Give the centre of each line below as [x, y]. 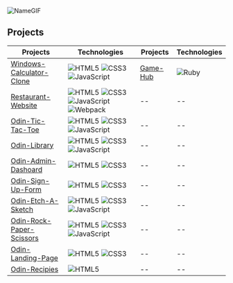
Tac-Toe [25, 130]
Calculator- [30, 72]
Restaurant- [31, 96]
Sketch [22, 209]
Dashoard [27, 169]
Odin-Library [32, 145]
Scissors [25, 238]
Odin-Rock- [31, 221]
